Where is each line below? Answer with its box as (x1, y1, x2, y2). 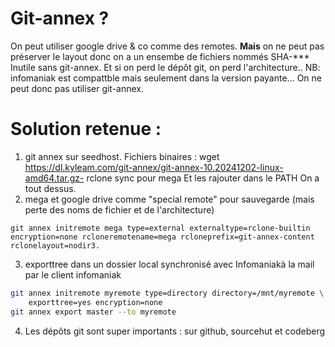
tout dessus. (24, 182, 77, 194)
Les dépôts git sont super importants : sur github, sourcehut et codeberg (24, 325, 326, 337)
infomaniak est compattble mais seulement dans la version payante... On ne (10, 72, 322, 84)
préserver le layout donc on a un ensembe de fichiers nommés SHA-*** (10, 50, 310, 62)
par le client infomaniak (24, 268, 122, 281)
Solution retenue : (10, 118, 162, 141)
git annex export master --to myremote (10, 307, 177, 317)
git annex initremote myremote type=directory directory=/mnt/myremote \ (10, 288, 325, 298)
